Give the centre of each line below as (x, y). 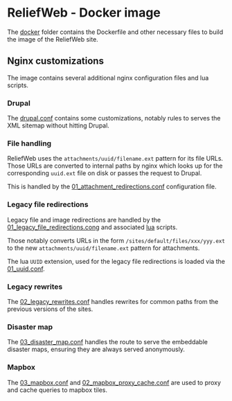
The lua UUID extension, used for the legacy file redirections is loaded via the (116, 261)
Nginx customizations (55, 61)
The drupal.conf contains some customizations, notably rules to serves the (114, 118)
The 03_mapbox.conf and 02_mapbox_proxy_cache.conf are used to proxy (114, 382)
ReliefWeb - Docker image (84, 13)
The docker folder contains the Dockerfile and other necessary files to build (115, 32)
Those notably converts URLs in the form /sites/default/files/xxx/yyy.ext (116, 240)
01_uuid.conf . (26, 269)
